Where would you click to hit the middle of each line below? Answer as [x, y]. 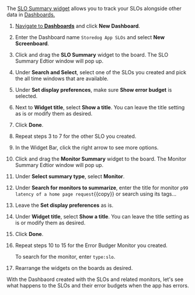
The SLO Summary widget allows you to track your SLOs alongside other [94, 8]
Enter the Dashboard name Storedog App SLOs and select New [90, 37]
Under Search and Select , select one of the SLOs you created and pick [100, 72]
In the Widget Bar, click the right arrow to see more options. [87, 147]
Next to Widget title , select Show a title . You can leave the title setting [100, 107]
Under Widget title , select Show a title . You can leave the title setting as [102, 216]
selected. [26, 96]
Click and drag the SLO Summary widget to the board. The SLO [92, 55]
